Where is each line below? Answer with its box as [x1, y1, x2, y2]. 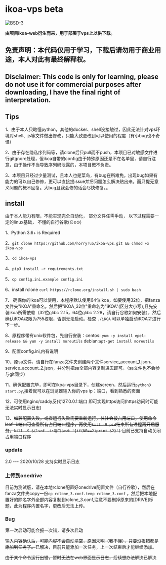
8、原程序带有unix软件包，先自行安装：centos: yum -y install [5, 333, 133, 339]
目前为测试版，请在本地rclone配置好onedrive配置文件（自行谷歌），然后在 [5, 484, 155, 490]
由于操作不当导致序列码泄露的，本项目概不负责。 [13, 162, 114, 168]
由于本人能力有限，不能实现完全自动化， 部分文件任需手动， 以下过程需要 [5, 213, 155, 219]
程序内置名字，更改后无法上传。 [22, 503, 87, 508]
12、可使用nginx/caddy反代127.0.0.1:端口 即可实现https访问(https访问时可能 [5, 398, 159, 404]
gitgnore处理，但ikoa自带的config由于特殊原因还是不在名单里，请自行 [9, 155, 152, 162]
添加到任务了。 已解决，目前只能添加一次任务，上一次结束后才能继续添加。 [5, 544, 157, 550]
